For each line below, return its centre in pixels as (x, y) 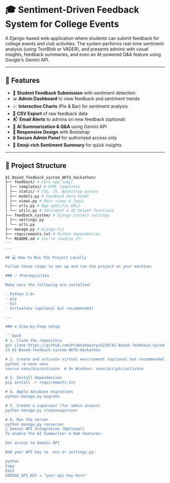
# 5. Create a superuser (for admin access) (53, 405)
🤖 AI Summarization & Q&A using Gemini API (60, 126)
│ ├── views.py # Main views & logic (45, 201)
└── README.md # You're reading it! (44, 239)
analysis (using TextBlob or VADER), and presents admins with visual (77, 49)
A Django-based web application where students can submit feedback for (82, 38)
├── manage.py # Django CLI (35, 229)
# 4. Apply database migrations (39, 392)
